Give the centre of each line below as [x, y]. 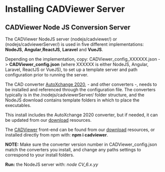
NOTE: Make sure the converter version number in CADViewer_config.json [81, 144]
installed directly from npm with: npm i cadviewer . [56, 135]
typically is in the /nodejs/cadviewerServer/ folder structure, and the [75, 95]
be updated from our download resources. [48, 120]
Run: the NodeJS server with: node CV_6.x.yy [52, 164]
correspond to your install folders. [40, 155]
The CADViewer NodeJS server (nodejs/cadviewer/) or [61, 39]
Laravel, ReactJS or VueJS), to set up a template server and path [71, 69]
